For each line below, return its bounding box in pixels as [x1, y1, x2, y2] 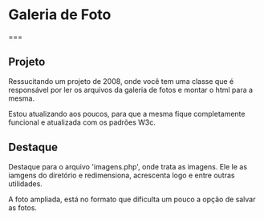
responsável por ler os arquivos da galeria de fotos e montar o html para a [8, 85, 254, 94]
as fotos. [8, 202, 38, 213]
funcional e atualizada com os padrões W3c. [8, 117, 156, 127]
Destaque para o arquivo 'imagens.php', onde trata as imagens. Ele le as [8, 161, 247, 171]
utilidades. [8, 178, 43, 189]
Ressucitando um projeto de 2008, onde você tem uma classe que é [8, 76, 234, 86]
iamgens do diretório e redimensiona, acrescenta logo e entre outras [8, 170, 235, 180]
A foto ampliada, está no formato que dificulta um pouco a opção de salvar [8, 194, 256, 204]
